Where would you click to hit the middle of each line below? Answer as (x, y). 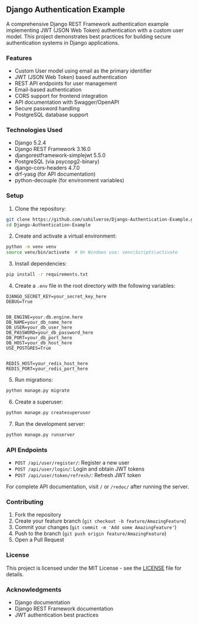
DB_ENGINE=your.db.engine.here (44, 317)
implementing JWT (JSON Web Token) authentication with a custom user (95, 30)
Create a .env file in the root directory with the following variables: (95, 286)
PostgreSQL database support (51, 115)
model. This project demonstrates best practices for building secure (89, 36)
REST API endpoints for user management (66, 83)
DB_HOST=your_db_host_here (39, 343)
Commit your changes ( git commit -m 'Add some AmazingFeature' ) (95, 527)
